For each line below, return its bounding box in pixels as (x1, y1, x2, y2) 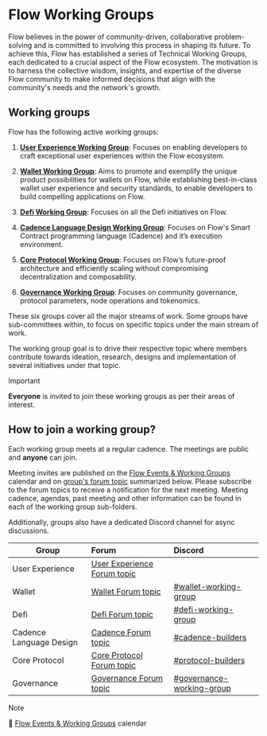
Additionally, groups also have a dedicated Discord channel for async (8, 517, 235, 527)
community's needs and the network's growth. (8, 82, 161, 92)
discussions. (8, 526, 49, 535)
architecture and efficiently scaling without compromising (19, 263, 209, 272)
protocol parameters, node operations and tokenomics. (19, 296, 201, 305)
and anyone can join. (8, 452, 78, 462)
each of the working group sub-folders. (8, 502, 137, 511)
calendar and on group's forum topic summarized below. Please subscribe (8, 476, 252, 486)
